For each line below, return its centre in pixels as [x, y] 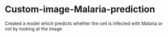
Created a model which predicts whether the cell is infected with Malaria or [84, 23]
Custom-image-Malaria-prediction [80, 9]
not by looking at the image [33, 28]
